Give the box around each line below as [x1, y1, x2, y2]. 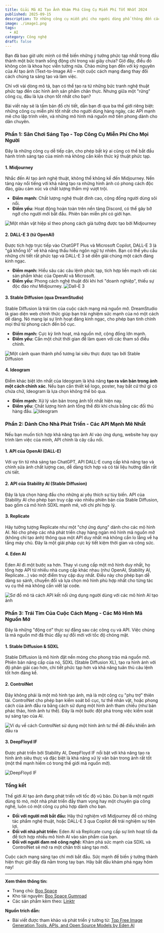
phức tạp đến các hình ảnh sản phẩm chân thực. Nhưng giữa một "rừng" [5, 88, 150, 94]
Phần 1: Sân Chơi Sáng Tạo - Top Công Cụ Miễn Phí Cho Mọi [5, 130, 149, 137]
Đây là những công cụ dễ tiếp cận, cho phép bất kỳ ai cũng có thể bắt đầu [5, 148, 154, 154]
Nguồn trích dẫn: [5, 908, 41, 914]
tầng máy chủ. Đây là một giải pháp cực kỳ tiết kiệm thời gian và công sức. [5, 540, 155, 545]
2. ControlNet [5, 681, 33, 687]
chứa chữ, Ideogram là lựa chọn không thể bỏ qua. [5, 388, 107, 394]
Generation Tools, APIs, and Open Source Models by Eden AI [12, 923, 135, 929]
